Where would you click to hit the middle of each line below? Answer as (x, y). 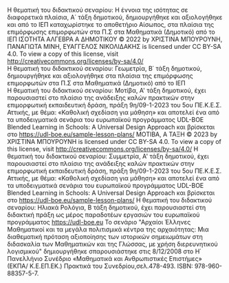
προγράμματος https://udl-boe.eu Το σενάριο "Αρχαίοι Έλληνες (99, 222)
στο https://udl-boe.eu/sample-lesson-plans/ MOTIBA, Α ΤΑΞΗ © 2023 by (112, 134)
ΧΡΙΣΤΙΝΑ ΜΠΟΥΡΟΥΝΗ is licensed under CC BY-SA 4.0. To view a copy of (115, 141)
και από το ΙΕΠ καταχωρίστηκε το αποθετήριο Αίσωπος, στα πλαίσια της (111, 24)
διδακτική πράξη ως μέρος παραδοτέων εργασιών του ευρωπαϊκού (103, 215)
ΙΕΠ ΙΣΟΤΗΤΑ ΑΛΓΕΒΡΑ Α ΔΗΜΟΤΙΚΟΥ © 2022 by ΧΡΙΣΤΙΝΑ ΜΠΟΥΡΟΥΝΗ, (115, 39)
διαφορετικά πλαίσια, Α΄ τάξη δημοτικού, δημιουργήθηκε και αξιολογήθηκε (115, 17)
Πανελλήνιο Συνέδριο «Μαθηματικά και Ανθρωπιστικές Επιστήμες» (105, 259)
